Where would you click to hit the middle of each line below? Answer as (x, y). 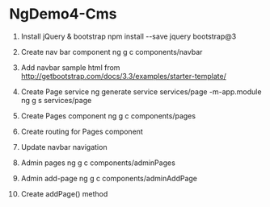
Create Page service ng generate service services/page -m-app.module (141, 91)
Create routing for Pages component (82, 131)
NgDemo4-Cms (63, 14)
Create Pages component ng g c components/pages (108, 116)
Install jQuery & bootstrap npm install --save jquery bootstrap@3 (129, 36)
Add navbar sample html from (70, 67)
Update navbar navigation (64, 147)
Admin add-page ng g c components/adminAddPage (109, 178)
